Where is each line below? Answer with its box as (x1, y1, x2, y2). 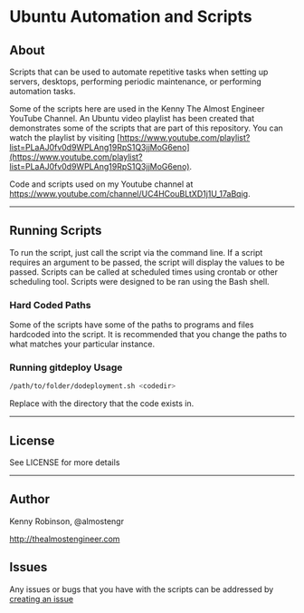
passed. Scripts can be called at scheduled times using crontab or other (9, 266, 279, 277)
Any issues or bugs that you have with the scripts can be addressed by (9, 583, 274, 595)
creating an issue (9, 593, 74, 604)
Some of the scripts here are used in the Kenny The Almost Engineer (9, 103, 265, 114)
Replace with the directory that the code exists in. (9, 398, 195, 409)
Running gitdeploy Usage (9, 361, 123, 374)
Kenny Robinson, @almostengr (9, 515, 125, 527)
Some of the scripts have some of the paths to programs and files (9, 319, 254, 330)
